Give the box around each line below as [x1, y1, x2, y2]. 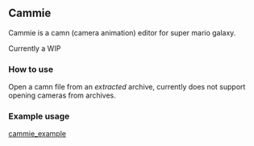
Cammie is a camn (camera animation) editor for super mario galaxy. [8, 27, 236, 37]
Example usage [8, 111, 70, 122]
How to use [8, 64, 54, 75]
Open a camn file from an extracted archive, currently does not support [8, 82, 246, 92]
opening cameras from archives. [8, 90, 117, 100]
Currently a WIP [8, 44, 61, 53]
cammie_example [8, 129, 67, 139]
